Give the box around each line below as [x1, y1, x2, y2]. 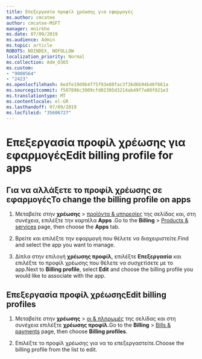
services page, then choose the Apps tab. [14, 223, 120, 231]
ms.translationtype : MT [6, 93, 66, 99]
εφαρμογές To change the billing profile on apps [6, 194, 191, 205]
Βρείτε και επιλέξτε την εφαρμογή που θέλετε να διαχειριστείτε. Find [14, 235, 189, 242]
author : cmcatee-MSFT [6, 20, 61, 26]
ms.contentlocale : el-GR [6, 98, 69, 104]
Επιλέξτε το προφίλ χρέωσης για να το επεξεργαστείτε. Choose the [14, 340, 185, 347]
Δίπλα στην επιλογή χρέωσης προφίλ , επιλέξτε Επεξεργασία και [14, 253, 181, 260]
